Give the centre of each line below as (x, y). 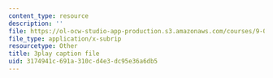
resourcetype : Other (43, 46)
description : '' (36, 24)
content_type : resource (49, 16)
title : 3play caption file (54, 54)
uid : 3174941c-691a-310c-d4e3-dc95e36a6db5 (83, 62)
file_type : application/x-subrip (65, 39)
